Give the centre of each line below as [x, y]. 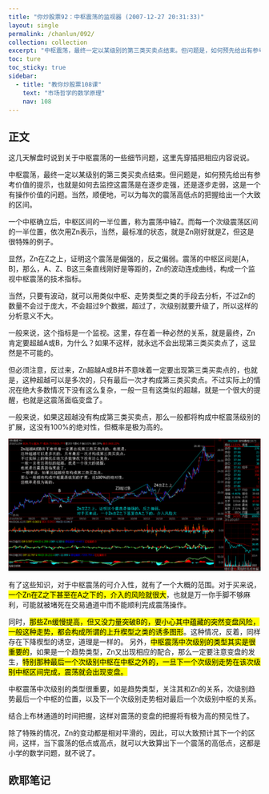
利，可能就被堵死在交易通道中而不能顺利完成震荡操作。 [99, 605]
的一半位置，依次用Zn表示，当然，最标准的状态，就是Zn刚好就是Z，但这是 [131, 232]
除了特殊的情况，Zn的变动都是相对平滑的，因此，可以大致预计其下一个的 [128, 733]
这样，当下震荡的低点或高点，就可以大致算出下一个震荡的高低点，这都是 [141, 743]
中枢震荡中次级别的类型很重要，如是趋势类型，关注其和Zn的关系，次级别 [128, 689]
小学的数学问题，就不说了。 [54, 753]
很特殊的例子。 [33, 242]
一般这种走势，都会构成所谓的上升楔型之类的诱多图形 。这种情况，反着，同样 [134, 632]
